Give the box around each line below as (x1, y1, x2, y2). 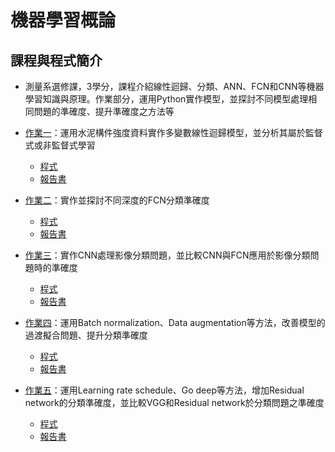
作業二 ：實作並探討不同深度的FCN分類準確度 (24, 194, 210, 206)
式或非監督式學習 (24, 139, 96, 151)
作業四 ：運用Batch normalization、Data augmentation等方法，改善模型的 (24, 317, 326, 328)
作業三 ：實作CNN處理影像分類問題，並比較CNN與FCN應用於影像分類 (24, 249, 311, 261)
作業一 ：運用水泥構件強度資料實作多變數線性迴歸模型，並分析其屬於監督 (24, 127, 323, 138)
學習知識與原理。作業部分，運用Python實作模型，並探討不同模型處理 (24, 93, 309, 105)
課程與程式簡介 (10, 52, 103, 69)
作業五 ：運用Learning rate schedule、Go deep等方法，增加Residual (24, 384, 305, 396)
